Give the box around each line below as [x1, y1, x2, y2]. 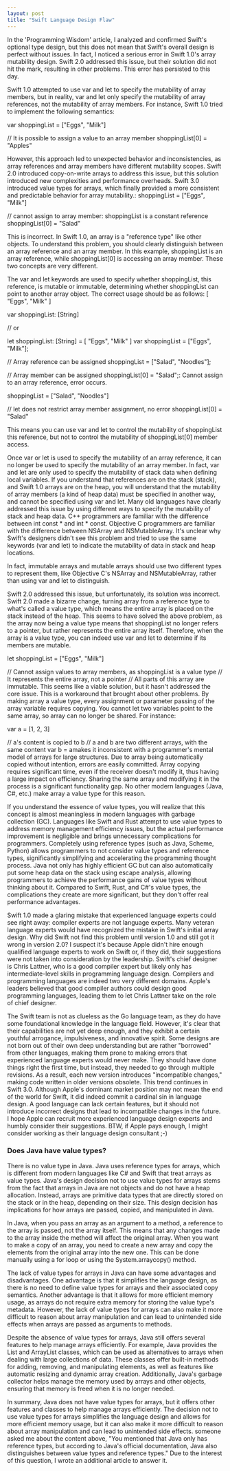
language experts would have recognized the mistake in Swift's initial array [7, 925, 219, 934]
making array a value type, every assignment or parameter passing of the [7, 696, 215, 705]
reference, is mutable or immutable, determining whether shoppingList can [7, 282, 218, 290]
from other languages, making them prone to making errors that [7, 1049, 187, 1057]
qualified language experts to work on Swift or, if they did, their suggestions [7, 947, 222, 956]
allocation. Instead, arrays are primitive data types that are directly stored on [7, 1191, 223, 1199]
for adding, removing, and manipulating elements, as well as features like [7, 1362, 214, 1371]
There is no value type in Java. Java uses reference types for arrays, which [7, 1161, 220, 1170]
